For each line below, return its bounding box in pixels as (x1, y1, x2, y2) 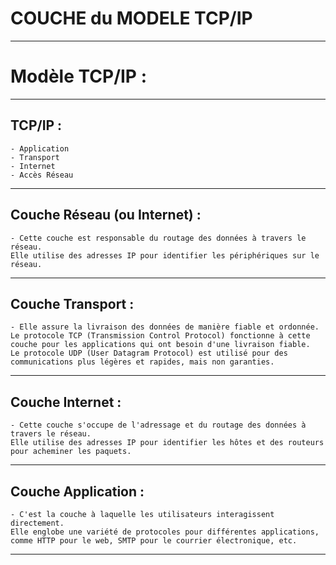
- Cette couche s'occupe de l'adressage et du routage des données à (10, 420, 307, 431)
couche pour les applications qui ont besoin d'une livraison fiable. (10, 340, 311, 350)
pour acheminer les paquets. (10, 447, 132, 457)
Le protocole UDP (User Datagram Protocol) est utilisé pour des (10, 348, 288, 359)
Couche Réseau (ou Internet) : (10, 207, 202, 224)
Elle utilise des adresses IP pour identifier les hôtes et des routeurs (10, 438, 325, 448)
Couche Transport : (10, 295, 135, 312)
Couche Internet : (10, 393, 122, 411)
